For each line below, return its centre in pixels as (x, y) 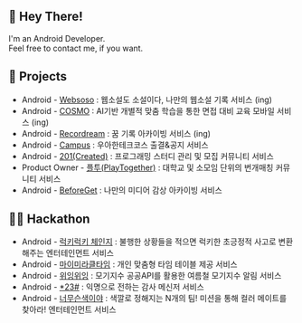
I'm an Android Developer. (57, 38)
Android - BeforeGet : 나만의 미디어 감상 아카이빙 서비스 (122, 190)
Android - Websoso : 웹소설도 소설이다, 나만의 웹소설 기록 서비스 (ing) (147, 100)
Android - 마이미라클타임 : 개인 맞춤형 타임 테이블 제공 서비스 (129, 264)
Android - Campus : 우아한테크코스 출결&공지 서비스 (115, 145)
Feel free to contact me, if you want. (76, 48)
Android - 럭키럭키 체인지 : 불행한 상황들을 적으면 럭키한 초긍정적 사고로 (149, 242)
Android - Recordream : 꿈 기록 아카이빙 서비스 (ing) (116, 133)
